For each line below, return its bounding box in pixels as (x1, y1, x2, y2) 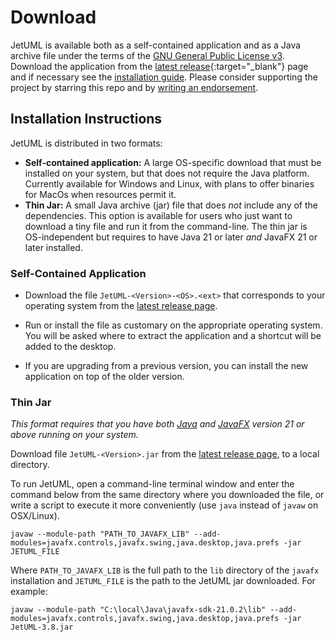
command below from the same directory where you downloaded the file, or (10, 489, 325, 501)
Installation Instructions (10, 111, 163, 128)
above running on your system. (10, 429, 139, 441)
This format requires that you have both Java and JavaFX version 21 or (10, 418, 305, 430)
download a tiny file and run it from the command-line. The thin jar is (24, 220, 308, 232)
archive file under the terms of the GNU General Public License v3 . (10, 49, 285, 61)
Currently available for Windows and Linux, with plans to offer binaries (24, 177, 315, 190)
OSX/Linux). (10, 510, 60, 522)
